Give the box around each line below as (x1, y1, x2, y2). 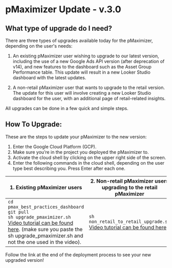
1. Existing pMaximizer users (9, 184, 82, 191)
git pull (8, 209, 29, 215)
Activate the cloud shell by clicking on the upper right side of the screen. (12, 154, 166, 161)
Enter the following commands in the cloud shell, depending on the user (12, 160, 165, 166)
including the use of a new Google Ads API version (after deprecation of (12, 58, 165, 64)
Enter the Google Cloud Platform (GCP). (12, 143, 97, 149)
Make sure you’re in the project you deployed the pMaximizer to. (12, 149, 149, 155)
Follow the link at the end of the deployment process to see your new (5, 252, 152, 258)
